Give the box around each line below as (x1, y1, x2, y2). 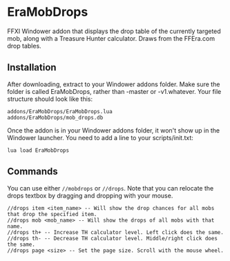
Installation (7, 61, 57, 73)
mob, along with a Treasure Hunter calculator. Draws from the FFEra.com (7, 34, 215, 42)
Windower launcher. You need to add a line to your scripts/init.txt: (7, 133, 193, 142)
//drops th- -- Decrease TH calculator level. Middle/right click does (7, 235, 218, 242)
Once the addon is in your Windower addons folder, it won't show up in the (7, 126, 220, 135)
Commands (7, 166, 59, 177)
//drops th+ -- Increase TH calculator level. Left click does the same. (7, 229, 224, 235)
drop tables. (7, 41, 41, 50)
